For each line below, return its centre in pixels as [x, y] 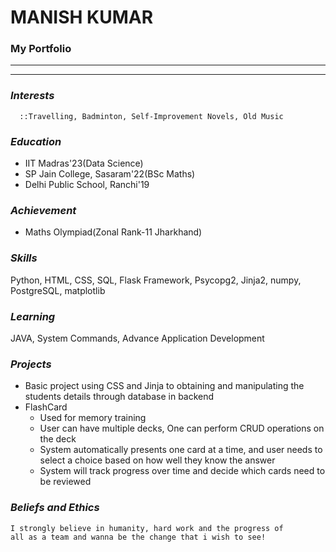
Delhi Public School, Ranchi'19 [87, 185]
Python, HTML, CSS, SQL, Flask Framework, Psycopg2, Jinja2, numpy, [156, 280]
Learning [33, 316]
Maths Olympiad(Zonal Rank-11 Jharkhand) [113, 232]
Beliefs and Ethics [55, 508]
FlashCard [46, 407]
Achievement [43, 210]
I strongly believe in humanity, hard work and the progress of [147, 528]
